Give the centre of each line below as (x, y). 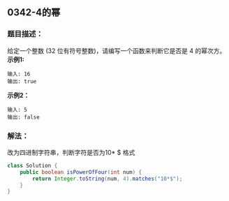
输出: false (23, 117)
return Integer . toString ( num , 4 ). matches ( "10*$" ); (108, 179)
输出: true (22, 81)
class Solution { (32, 165)
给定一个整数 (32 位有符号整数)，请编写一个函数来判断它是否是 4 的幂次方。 (117, 50)
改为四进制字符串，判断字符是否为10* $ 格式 (71, 152)
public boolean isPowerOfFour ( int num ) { (81, 172)
